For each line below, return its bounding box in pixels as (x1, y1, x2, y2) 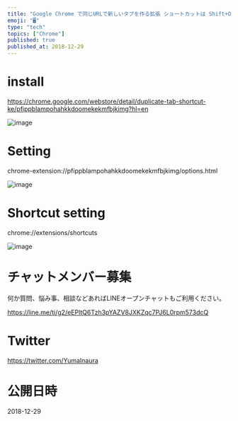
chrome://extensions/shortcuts (7, 228, 98, 237)
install (7, 74, 45, 90)
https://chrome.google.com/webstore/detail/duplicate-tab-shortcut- (7, 97, 207, 105)
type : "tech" (7, 23, 46, 30)
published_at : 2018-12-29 (7, 43, 84, 50)
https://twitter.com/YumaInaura (7, 356, 99, 364)
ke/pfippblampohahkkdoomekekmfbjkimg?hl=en (7, 104, 149, 113)
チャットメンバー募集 (7, 270, 132, 285)
